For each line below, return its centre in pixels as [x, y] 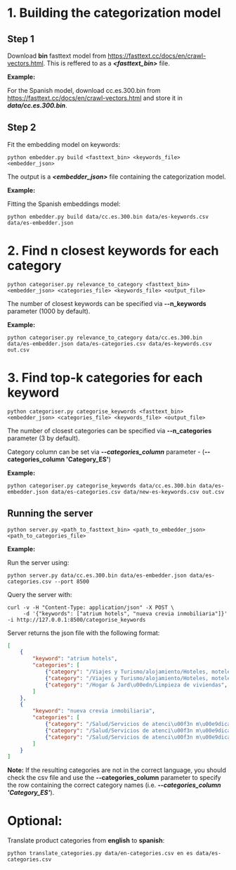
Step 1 [21, 39]
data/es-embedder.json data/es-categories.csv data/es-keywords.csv [110, 344]
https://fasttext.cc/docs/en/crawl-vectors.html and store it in [95, 98]
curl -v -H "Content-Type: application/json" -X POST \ [91, 607]
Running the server [50, 514]
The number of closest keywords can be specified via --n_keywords [107, 303]
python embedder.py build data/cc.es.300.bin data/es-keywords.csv [108, 217]
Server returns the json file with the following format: [84, 633]
